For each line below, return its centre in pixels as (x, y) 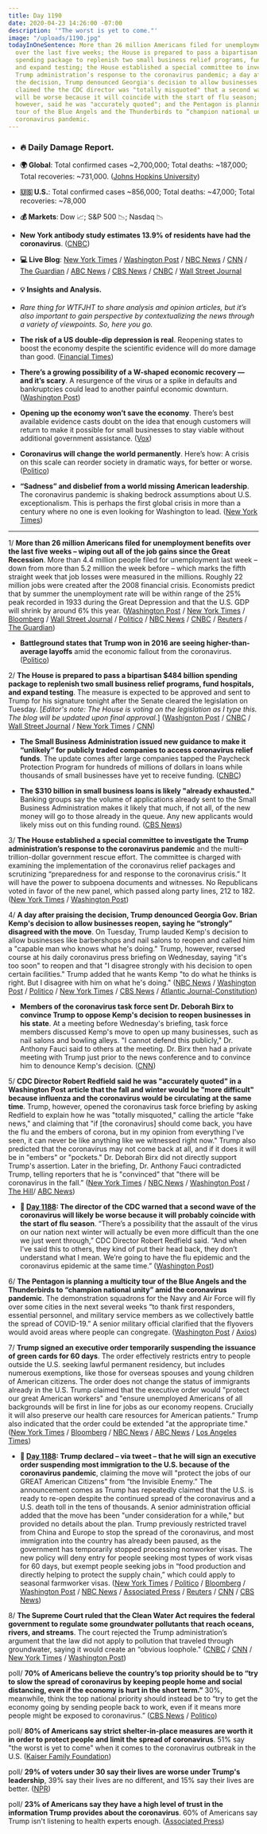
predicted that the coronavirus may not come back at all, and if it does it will (132, 1149)
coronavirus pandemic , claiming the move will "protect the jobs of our (135, 1473)
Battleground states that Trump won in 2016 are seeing (112, 643)
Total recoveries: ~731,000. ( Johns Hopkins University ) (110, 177)
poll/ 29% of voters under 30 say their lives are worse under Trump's (124, 1772)
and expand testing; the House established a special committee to (130, 68)
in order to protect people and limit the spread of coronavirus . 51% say (126, 1740)
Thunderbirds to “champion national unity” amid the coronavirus (118, 1290)
